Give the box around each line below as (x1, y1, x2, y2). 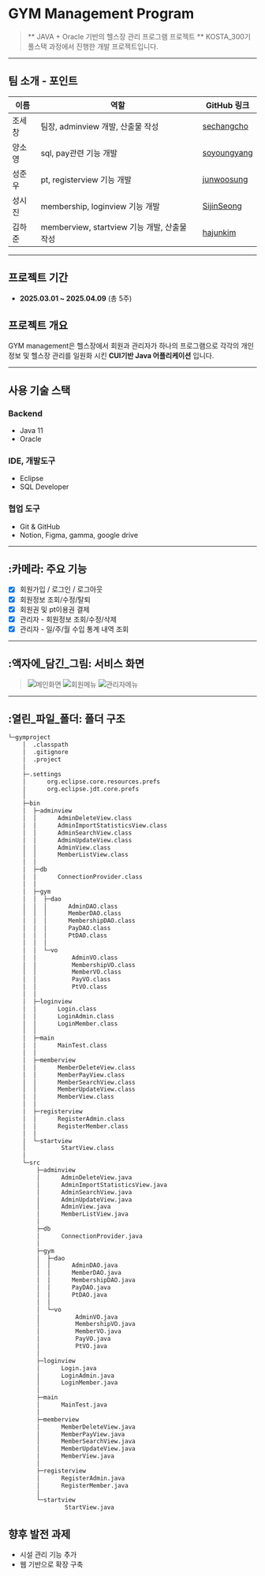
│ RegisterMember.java (36, 1481, 129, 1489)
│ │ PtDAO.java (36, 1290, 108, 1298)
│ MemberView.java (36, 1452, 114, 1460)
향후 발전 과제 (8, 1527, 71, 1541)
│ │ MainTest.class (22, 1042, 108, 1050)
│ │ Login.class (22, 1005, 97, 1013)
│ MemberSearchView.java (36, 1437, 136, 1446)
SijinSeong (202, 200, 242, 211)
